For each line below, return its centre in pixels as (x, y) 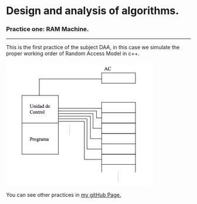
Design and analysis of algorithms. (93, 11)
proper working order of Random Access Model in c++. (73, 53)
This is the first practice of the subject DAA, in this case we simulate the (93, 47)
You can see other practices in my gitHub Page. (64, 195)
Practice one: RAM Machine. (47, 29)
